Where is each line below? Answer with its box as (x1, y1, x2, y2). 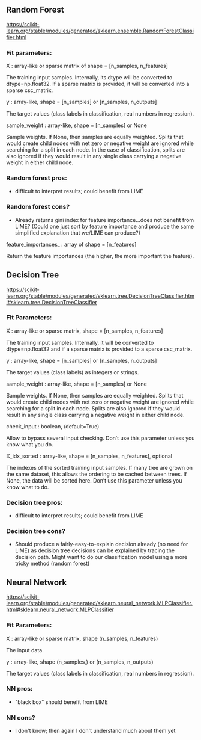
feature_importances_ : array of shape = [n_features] (6, 241, 137, 248)
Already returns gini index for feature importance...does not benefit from (14, 216, 194, 223)
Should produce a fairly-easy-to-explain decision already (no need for (14, 541, 188, 548)
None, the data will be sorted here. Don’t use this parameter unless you (6, 476, 182, 484)
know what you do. (6, 440, 53, 448)
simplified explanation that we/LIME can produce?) (14, 229, 141, 236)
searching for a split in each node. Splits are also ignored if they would (6, 404, 181, 412)
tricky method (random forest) (14, 560, 90, 567)
